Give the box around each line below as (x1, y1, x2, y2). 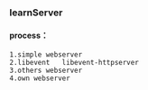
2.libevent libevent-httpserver (9, 58, 140, 67)
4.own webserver (9, 74, 70, 83)
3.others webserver (9, 66, 83, 76)
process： (9, 30, 50, 40)
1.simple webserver (9, 50, 83, 59)
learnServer (9, 6, 63, 19)
